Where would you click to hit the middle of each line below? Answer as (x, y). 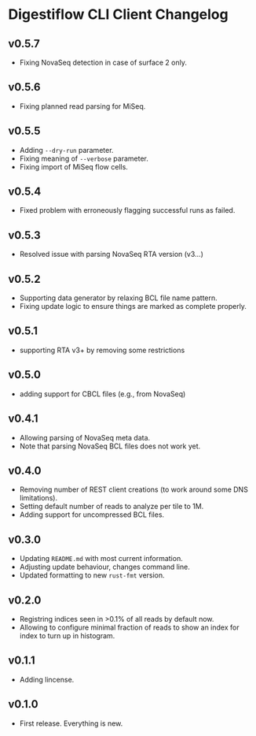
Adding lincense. (47, 679)
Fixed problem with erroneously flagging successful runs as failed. (127, 210)
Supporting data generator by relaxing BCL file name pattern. (118, 298)
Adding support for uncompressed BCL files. (92, 515)
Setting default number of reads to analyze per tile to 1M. (112, 507)
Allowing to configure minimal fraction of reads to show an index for (129, 627)
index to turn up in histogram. (67, 635)
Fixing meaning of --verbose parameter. (84, 158)
